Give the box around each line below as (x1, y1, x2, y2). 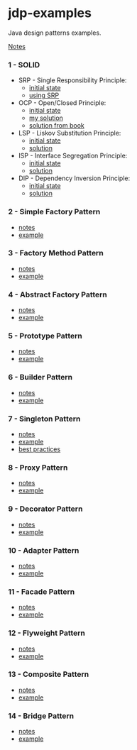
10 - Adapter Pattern (8, 545, 80, 555)
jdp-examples (8, 5, 92, 21)
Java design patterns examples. (8, 28, 102, 37)
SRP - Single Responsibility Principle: (18, 76, 127, 84)
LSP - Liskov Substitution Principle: (18, 129, 121, 138)
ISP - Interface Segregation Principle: (18, 151, 128, 160)
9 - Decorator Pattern (8, 504, 83, 514)
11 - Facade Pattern (8, 587, 75, 597)
